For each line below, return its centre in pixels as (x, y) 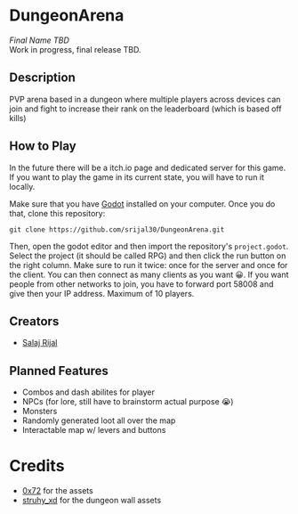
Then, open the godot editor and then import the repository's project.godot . (149, 246)
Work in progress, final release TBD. (75, 49)
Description (42, 78)
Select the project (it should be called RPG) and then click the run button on (148, 256)
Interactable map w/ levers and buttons (94, 430)
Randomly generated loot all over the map (99, 420)
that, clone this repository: (57, 213)
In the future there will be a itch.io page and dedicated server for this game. (148, 167)
